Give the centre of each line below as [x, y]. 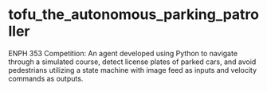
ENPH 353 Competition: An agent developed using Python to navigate [123, 53]
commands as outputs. [46, 78]
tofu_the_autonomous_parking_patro [134, 15]
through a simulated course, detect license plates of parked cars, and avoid [132, 62]
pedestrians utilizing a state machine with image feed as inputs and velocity [133, 70]
